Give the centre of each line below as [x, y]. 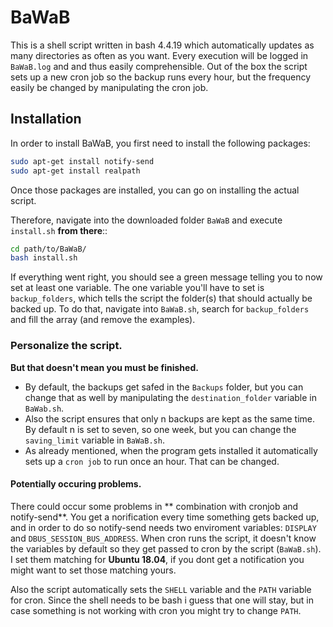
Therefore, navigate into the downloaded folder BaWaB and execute [146, 220]
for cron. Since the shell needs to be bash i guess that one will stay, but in [162, 600]
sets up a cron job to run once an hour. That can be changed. [152, 461]
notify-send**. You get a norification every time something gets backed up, [165, 517]
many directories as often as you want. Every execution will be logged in [159, 55]
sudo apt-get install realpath [75, 171]
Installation [46, 119]
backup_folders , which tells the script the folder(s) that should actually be [161, 298]
